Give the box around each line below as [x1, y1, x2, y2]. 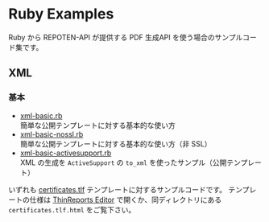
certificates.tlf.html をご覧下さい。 [8, 204, 136, 214]
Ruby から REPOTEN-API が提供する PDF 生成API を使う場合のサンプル [8, 32, 243, 42]
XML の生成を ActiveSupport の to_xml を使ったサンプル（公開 [19, 158, 227, 167]
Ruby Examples [8, 5, 114, 23]
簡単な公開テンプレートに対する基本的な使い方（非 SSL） [19, 138, 212, 149]
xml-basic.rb [19, 110, 63, 121]
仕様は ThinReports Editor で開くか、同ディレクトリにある [29, 195, 222, 204]
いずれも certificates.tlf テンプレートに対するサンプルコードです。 [8, 184, 227, 194]
